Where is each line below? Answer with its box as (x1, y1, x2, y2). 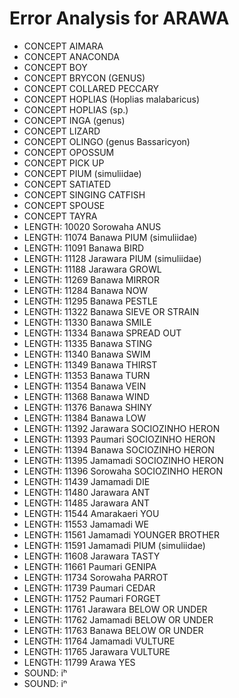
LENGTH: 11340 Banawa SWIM (23, 348, 151, 360)
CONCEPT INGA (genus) (23, 114, 126, 126)
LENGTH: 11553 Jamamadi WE (23, 518, 149, 530)
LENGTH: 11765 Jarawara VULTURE (23, 645, 171, 657)
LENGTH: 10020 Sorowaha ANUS (23, 220, 162, 232)
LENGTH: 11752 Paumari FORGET (23, 592, 161, 604)
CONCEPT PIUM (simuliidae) (23, 167, 142, 179)
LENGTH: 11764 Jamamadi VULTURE (23, 635, 176, 647)
